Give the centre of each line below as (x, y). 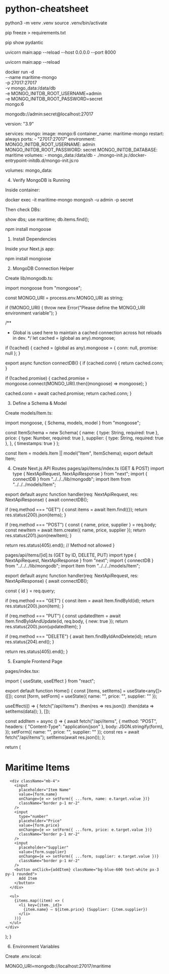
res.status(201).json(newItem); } (39, 535)
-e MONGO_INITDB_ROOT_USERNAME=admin (53, 93)
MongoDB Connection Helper (43, 268)
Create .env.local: (23, 956)
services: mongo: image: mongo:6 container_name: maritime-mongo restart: (84, 133)
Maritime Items (38, 768)
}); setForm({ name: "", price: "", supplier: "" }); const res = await (72, 732)
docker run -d (20, 72)
